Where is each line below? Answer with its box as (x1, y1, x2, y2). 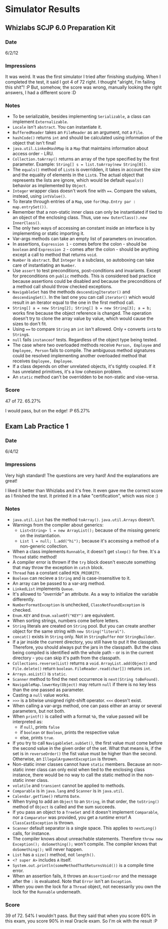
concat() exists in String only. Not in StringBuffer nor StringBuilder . (12, 634, 156, 640)
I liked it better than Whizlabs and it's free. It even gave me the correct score (5, 487, 163, 494)
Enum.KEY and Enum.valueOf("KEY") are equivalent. (12, 612, 115, 619)
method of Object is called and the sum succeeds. (12, 804, 116, 810)
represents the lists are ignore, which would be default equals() (12, 177, 144, 183)
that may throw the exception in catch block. (12, 565, 104, 571)
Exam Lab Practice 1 (5, 422, 69, 431)
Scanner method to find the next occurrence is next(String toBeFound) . (12, 676, 159, 682)
